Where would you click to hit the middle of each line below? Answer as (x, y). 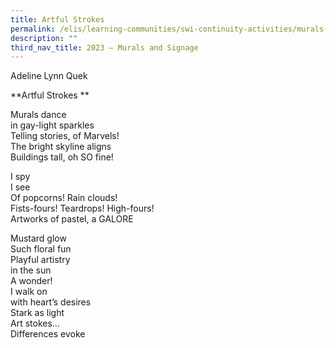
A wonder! (31, 281)
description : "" (44, 38)
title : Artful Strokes (57, 19)
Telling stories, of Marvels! (65, 136)
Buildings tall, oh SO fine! (62, 157)
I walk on (29, 292)
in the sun (31, 270)
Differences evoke (48, 334)
